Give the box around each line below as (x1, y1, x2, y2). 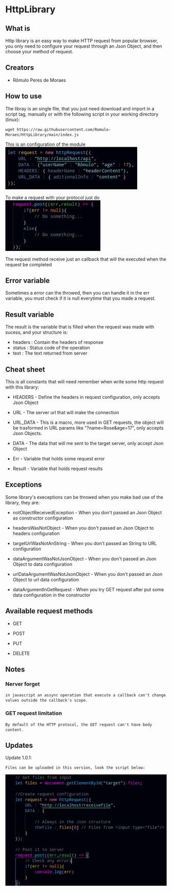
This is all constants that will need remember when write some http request (5, 379, 164, 385)
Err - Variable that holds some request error (12, 456, 105, 462)
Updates (5, 741, 33, 750)
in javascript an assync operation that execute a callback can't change (5, 693, 166, 698)
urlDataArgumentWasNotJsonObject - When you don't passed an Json (12, 571, 163, 577)
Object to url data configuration (12, 576, 79, 583)
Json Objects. (12, 430, 42, 437)
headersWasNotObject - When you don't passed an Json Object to (12, 525, 154, 531)
